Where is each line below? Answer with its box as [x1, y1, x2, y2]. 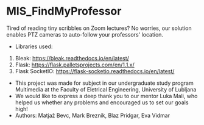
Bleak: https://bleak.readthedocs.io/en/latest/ [15, 54, 130, 62]
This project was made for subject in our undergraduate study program [15, 79, 194, 87]
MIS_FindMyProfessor [6, 4, 122, 18]
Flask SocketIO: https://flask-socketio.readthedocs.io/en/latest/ [15, 67, 175, 74]
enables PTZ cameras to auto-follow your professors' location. [6, 30, 163, 38]
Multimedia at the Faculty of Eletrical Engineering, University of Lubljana [15, 85, 197, 93]
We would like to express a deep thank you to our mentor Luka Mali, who [15, 92, 198, 99]
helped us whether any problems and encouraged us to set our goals [15, 99, 189, 106]
